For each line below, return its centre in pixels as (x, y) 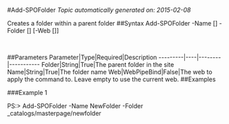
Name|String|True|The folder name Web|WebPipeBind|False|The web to (110, 72)
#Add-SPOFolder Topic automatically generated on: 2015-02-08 (99, 10)
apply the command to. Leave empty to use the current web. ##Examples (111, 79)
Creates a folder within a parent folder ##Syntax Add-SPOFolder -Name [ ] (112, 23)
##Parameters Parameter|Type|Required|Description (82, 57)
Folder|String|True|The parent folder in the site (108, 64)
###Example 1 (27, 93)
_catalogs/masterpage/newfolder (54, 113)
